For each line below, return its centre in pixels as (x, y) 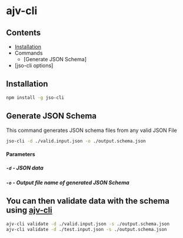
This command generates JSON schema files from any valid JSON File (92, 130)
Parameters (21, 154)
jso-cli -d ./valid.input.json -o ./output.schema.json (76, 141)
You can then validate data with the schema (88, 201)
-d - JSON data (25, 168)
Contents (24, 33)
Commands (29, 53)
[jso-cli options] (34, 65)
